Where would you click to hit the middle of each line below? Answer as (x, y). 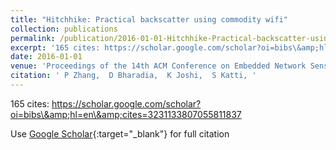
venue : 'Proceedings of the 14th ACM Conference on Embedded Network (158, 66)
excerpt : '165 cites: (55, 47)
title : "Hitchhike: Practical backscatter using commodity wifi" (149, 19)
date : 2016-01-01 (46, 57)
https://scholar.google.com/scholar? (126, 103)
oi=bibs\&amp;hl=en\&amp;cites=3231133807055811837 (126, 114)
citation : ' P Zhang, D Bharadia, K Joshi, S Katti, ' (133, 76)
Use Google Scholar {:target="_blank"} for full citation (120, 133)
